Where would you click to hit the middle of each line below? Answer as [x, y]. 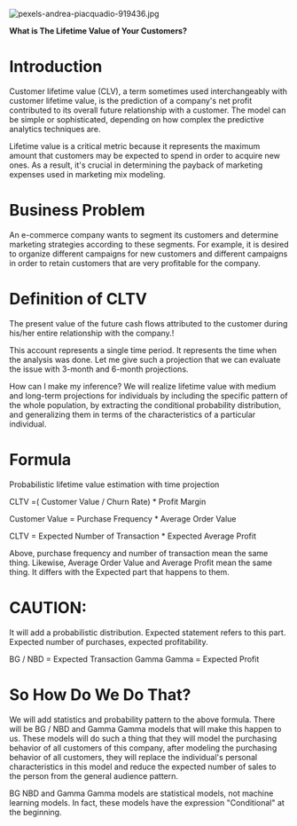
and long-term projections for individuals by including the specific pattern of [148, 396]
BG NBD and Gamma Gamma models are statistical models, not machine [141, 793]
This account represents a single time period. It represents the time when [143, 350]
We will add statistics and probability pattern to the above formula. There [142, 720]
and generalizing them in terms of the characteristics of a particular [133, 414]
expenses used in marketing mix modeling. [87, 174]
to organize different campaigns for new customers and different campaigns [148, 254]
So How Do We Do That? [100, 694]
